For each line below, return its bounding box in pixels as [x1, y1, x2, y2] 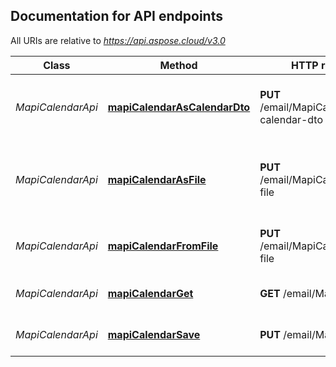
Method [159, 58, 198, 72]
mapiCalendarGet [107, 286, 194, 300]
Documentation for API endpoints [10, 8, 223, 25]
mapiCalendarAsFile [107, 172, 207, 186]
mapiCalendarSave [107, 327, 201, 341]
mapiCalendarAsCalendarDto [107, 100, 251, 114]
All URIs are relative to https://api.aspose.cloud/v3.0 [10, 34, 226, 46]
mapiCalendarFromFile [107, 239, 219, 253]
